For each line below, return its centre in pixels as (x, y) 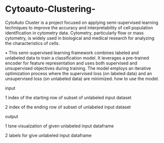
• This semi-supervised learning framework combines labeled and (72, 53)
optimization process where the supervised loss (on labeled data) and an (79, 73)
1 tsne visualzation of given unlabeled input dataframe (59, 126)
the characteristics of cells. (33, 43)
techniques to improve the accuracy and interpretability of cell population (79, 27)
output (12, 116)
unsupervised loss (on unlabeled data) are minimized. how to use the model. (82, 79)
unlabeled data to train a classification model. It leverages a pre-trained (77, 58)
